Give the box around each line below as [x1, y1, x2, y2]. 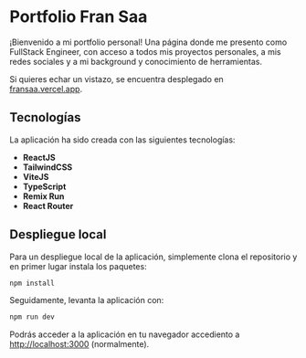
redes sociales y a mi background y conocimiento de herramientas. [9, 56, 263, 67]
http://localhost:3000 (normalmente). [9, 339, 150, 350]
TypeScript [22, 181, 67, 192]
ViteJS [22, 171, 49, 182]
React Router [22, 200, 74, 211]
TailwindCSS [22, 162, 73, 173]
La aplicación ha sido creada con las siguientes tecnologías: [9, 134, 236, 145]
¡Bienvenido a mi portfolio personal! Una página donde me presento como [9, 37, 288, 47]
